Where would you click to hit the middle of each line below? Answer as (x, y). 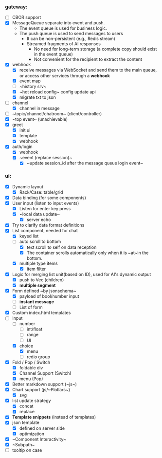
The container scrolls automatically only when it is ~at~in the (88, 253)
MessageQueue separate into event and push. (58, 23)
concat (26, 406)
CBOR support (27, 18)
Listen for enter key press (45, 209)
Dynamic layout (28, 186)
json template (26, 422)
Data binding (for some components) (49, 198)
